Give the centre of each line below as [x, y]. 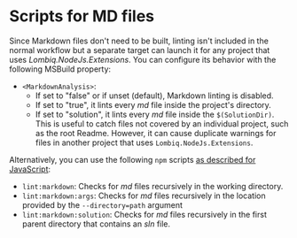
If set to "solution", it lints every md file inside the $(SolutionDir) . [155, 114]
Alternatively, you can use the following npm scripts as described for [133, 159]
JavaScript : [30, 169]
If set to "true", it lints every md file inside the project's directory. [153, 104]
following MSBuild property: [60, 69]
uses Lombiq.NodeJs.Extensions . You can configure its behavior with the [143, 59]
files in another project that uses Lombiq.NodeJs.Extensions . [144, 142]
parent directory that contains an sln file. [96, 224]
